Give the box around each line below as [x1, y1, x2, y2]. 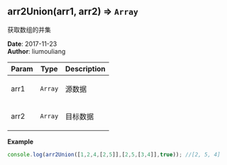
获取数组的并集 [7, 25, 51, 34]
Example [7, 137, 34, 146]
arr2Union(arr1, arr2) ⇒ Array [7, 6, 138, 18]
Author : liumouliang [7, 47, 66, 55]
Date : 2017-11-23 [7, 39, 57, 48]
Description [65, 64, 106, 74]
